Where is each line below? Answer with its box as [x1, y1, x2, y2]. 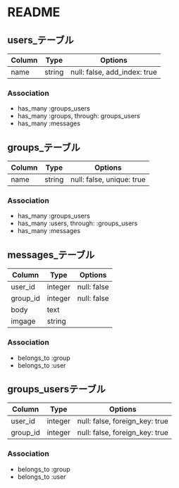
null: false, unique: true [70, 175, 146, 184]
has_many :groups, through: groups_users [17, 112, 140, 120]
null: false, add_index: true [70, 68, 157, 77]
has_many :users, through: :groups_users [17, 219, 138, 227]
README [7, 4, 61, 20]
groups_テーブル [7, 142, 80, 154]
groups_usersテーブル [7, 383, 106, 395]
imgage [11, 316, 36, 326]
